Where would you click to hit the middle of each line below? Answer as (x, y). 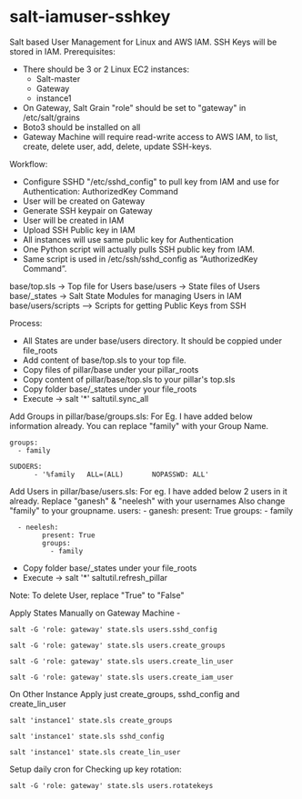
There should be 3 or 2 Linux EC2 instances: (106, 69)
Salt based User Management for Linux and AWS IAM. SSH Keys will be (143, 42)
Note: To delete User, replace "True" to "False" (97, 595)
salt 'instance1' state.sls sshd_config (87, 736)
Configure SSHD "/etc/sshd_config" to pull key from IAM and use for (151, 181)
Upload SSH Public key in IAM (79, 230)
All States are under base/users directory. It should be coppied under (152, 340)
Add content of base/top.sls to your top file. (104, 360)
